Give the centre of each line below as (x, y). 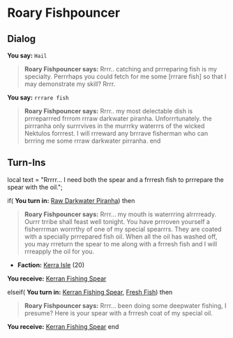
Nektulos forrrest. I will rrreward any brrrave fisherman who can (116, 133)
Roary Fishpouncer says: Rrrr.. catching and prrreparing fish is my (121, 69)
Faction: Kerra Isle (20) (51, 265)
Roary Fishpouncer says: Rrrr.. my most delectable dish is (108, 111)
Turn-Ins (27, 163)
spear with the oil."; (35, 187)
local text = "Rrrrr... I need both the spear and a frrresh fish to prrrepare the (116, 179)
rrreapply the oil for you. (59, 251)
